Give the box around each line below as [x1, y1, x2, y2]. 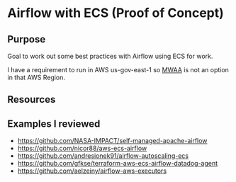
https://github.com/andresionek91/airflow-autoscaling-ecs [17, 152, 189, 160]
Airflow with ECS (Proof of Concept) [7, 5, 225, 21]
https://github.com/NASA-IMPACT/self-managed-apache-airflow [17, 137, 208, 145]
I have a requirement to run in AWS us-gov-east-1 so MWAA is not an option [7, 66, 229, 74]
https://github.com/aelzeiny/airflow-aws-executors [17, 166, 167, 175]
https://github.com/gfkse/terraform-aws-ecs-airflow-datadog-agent [17, 159, 218, 168]
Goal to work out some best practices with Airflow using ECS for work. [7, 52, 213, 60]
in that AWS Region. [7, 73, 66, 81]
